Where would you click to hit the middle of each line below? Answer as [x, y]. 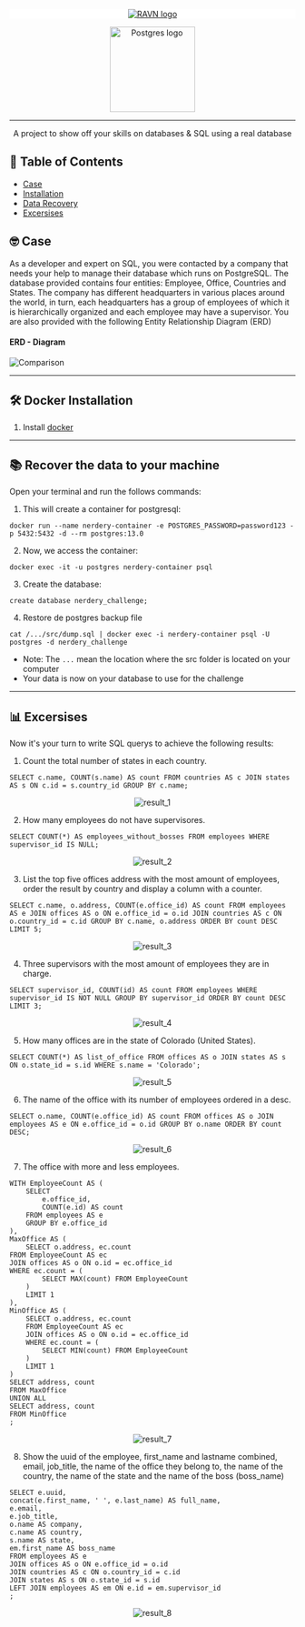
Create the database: [62, 584]
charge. [37, 974]
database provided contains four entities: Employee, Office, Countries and [148, 283]
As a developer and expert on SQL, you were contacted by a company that [149, 263]
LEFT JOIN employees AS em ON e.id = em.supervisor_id [115, 1588]
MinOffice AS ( [38, 1311]
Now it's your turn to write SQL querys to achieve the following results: [142, 743]
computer [41, 669]
